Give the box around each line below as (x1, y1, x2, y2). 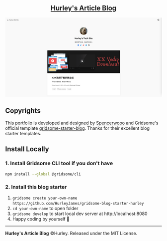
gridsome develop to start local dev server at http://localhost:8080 (12, 211, 148, 217)
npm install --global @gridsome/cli (5, 172, 81, 177)
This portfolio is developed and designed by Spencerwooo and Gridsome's (5, 120, 159, 126)
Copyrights (5, 107, 41, 115)
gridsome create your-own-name (12, 196, 78, 201)
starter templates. (5, 130, 41, 136)
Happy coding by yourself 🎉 (12, 216, 70, 222)
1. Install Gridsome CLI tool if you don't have (5, 160, 113, 167)
